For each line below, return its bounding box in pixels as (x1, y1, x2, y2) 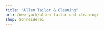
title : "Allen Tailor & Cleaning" (5, 7, 79, 13)
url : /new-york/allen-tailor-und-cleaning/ (5, 12, 99, 17)
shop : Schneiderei (5, 17, 44, 22)
